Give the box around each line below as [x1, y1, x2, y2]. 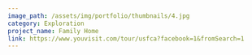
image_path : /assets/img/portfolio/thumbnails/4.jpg [7, 11, 190, 20]
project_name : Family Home [7, 27, 99, 35]
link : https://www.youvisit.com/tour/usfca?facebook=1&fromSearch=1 [7, 34, 245, 43]
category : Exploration [7, 19, 85, 27]
